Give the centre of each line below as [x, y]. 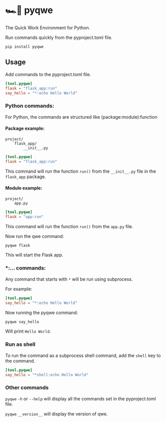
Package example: [25, 128]
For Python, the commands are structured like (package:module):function [81, 117]
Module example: [24, 188]
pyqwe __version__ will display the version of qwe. [57, 414]
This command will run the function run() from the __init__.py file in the [81, 171]
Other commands [27, 388]
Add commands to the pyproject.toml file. [48, 74]
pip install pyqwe [24, 46]
